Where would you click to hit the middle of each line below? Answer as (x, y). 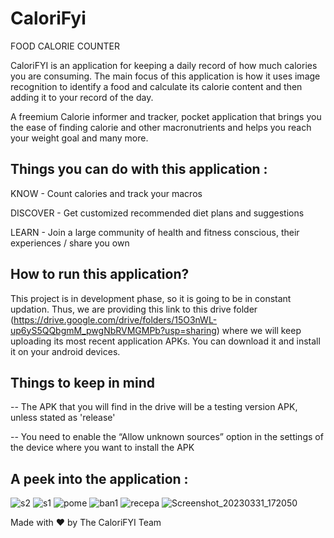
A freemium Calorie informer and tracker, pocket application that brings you (166, 116)
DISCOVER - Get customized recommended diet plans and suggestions (157, 213)
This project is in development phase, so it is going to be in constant (151, 298)
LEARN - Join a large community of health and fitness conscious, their (155, 232)
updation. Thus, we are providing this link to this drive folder (134, 309)
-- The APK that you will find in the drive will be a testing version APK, (154, 407)
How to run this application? (100, 274)
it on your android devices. (65, 351)
